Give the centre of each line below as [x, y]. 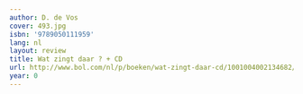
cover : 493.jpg [38, 26]
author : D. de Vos [44, 17]
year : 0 [24, 76]
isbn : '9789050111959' [52, 34]
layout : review [38, 51]
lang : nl [26, 43]
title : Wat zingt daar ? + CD [66, 59]
